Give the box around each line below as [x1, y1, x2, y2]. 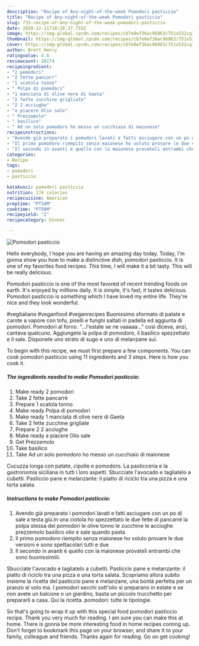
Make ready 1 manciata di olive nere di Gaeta [15, 413, 125, 420]
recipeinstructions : [6, 129, 58, 136]
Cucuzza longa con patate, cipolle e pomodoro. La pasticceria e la [6, 462, 168, 469]
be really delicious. [6, 269, 53, 275]
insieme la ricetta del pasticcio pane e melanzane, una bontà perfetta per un [6, 577, 193, 585]
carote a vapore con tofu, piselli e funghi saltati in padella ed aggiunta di [6, 317, 182, 324]
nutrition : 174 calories [6, 190, 68, 196]
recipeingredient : [6, 63, 52, 70]
